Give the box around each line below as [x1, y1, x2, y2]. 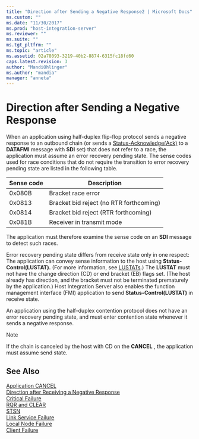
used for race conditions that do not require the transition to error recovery [6, 158, 189, 166]
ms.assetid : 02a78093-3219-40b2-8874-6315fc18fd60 [6, 53, 134, 59]
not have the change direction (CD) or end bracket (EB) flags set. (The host [6, 270, 190, 278]
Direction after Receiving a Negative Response [6, 388, 120, 396]
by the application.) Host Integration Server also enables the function [6, 283, 175, 290]
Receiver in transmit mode [49, 218, 122, 226]
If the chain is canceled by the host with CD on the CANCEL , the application [6, 343, 194, 350]
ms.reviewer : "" [6, 31, 46, 37]
